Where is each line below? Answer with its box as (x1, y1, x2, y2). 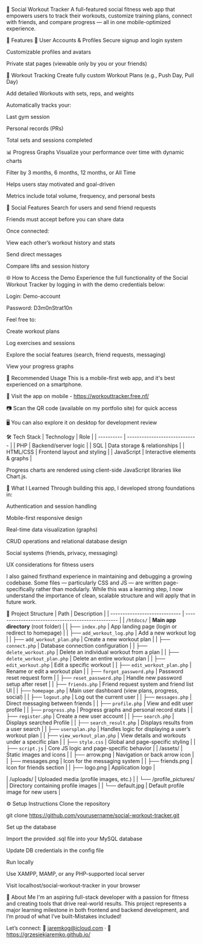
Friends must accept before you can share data (6, 216, 124, 223)
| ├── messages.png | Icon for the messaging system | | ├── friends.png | (6, 758, 193, 764)
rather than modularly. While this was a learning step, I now (36, 586, 183, 592)
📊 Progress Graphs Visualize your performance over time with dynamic (6, 148, 185, 156)
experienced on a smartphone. (6, 381, 83, 388)
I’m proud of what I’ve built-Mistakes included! (6, 913, 122, 920)
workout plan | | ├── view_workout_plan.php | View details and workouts (6, 732, 186, 739)
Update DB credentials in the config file (6, 847, 104, 854)
